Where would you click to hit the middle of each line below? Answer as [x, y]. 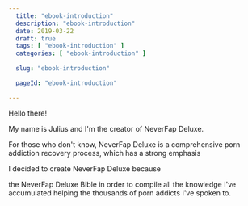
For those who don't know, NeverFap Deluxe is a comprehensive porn [124, 144]
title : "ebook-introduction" [65, 16]
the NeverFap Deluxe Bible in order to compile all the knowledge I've [122, 184]
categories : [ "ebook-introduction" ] [81, 53]
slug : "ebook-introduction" [63, 69]
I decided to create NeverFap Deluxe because [85, 168]
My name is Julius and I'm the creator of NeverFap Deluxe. [106, 128]
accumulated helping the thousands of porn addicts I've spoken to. [120, 193]
